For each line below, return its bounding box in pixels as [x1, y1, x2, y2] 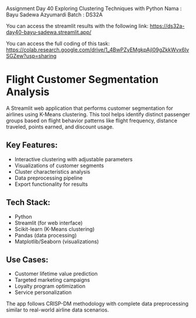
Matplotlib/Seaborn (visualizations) [14, 238, 99, 245]
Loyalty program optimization [14, 283, 86, 290]
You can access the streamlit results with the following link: [6, 23, 149, 29]
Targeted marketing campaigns [14, 276, 90, 284]
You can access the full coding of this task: [6, 40, 110, 47]
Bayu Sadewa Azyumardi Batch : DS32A [6, 11, 103, 18]
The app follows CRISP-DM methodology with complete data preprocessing [6, 300, 189, 307]
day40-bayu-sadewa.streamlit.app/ [6, 29, 92, 36]
